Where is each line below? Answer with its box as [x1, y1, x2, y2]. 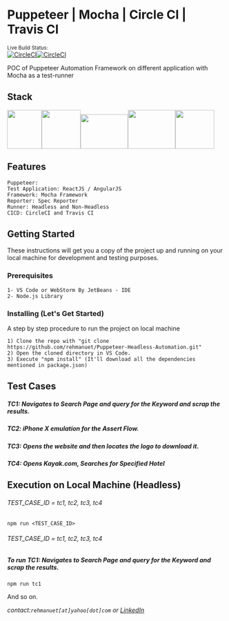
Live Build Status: [7, 44, 48, 51]
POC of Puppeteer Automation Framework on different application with [7, 63, 208, 72]
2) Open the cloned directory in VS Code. [7, 349, 131, 357]
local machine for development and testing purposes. [7, 254, 159, 262]
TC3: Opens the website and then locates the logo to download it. [7, 442, 199, 450]
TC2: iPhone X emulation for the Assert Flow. [7, 424, 139, 433]
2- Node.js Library [7, 293, 63, 299]
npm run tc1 [7, 580, 41, 588]
